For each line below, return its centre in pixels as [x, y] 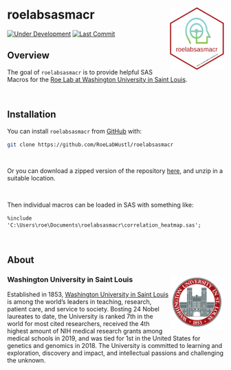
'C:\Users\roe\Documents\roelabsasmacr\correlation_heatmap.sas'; [104, 225]
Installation [32, 115]
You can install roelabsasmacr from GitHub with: [75, 131]
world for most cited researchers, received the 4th [78, 324]
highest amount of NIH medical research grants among [85, 331]
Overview [29, 55]
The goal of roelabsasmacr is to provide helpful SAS [80, 72]
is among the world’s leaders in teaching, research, [79, 302]
